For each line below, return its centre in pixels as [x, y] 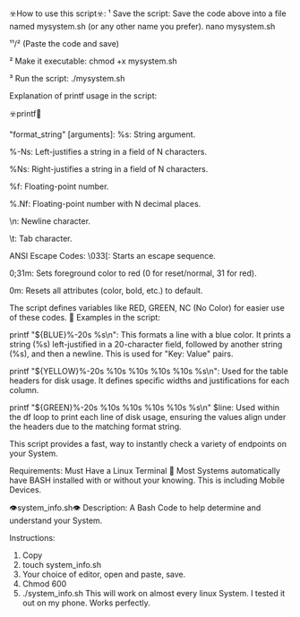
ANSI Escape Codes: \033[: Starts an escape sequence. [113, 256]
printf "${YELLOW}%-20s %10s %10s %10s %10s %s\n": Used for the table [149, 371]
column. [24, 390]
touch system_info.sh [62, 565]
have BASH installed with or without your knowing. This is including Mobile [147, 480]
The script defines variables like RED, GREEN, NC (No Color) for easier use [147, 308]
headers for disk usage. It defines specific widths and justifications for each [149, 381]
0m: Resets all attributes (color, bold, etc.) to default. [106, 291]
